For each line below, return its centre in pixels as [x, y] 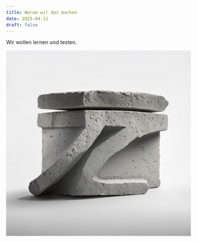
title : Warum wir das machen [42, 12]
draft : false [22, 25]
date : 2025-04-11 [27, 19]
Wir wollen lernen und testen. [42, 42]
